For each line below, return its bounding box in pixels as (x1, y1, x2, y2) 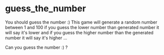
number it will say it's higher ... (5, 35, 68, 41)
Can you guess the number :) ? (5, 44, 68, 50)
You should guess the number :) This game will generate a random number (5, 19, 158, 25)
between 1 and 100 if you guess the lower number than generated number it (5, 24, 160, 30)
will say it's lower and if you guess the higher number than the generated (5, 29, 154, 35)
